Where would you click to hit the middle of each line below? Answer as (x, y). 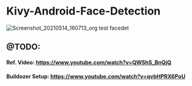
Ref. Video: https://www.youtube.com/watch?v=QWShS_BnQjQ (89, 62)
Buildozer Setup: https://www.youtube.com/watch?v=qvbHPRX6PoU (96, 76)
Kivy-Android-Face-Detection (84, 11)
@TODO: (23, 47)
